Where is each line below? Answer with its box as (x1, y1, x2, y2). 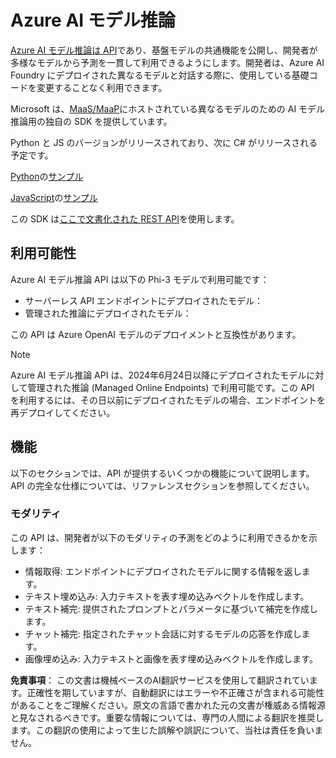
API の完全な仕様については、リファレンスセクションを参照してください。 (10, 479, 315, 491)
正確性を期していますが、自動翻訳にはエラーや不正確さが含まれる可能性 (26, 686, 325, 698)
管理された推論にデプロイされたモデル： (24, 307, 192, 319)
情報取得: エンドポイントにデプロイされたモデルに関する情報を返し (24, 565, 302, 577)
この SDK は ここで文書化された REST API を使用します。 (10, 212, 240, 225)
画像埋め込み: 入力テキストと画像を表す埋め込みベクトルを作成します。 (24, 652, 318, 665)
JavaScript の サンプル (10, 191, 98, 203)
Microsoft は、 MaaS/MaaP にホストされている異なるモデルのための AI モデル (10, 102, 326, 115)
